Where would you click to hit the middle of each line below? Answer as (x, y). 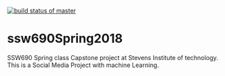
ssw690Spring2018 (65, 39)
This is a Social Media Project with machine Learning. (83, 65)
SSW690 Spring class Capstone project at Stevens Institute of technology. (113, 57)
